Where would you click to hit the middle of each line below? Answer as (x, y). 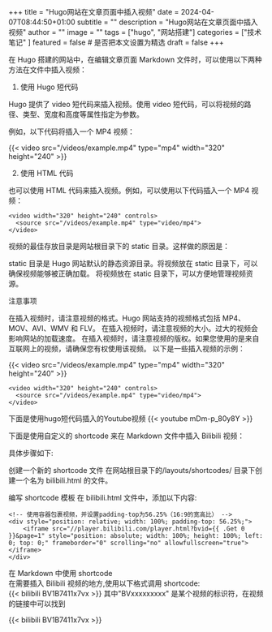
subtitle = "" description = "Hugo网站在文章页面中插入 (167, 22)
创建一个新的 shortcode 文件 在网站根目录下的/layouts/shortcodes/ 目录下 (132, 470)
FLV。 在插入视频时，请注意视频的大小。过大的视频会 (169, 328)
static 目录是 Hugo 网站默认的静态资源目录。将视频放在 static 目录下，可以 (133, 263)
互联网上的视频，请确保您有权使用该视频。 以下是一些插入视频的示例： (127, 348)
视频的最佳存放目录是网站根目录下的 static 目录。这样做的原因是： (119, 246)
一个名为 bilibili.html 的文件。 (63, 480)
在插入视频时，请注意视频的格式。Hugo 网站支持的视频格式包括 (114, 318)
